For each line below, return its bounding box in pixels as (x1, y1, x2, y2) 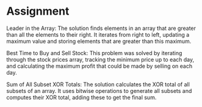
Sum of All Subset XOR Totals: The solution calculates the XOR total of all (6, 81, 190, 88)
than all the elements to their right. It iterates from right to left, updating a (6, 31, 190, 38)
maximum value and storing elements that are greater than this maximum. (6, 37, 192, 45)
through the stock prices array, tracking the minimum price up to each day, (6, 56, 195, 63)
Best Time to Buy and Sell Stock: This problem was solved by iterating (6, 49, 182, 56)
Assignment (6, 4, 70, 18)
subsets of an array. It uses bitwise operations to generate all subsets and (6, 87, 192, 94)
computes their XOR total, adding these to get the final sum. (6, 94, 157, 101)
